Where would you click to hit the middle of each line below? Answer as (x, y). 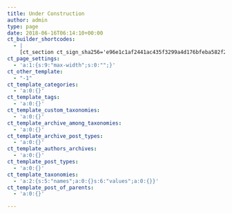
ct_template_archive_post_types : (55, 136)
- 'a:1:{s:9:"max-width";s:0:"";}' (65, 65)
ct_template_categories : (43, 84)
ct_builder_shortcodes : (41, 39)
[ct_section (37, 53)
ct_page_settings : (33, 59)
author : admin (28, 20)
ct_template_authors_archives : (52, 149)
